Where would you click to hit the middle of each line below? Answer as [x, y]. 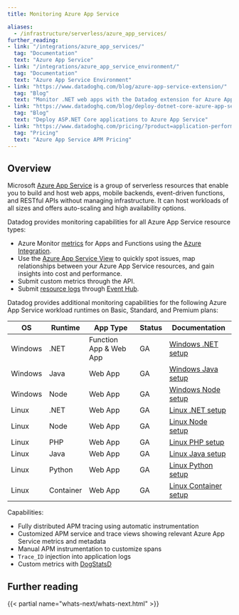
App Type [111, 328]
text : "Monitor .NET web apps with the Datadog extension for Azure [117, 100]
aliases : [20, 27]
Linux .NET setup [197, 410]
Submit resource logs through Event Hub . [78, 289]
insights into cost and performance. [70, 274]
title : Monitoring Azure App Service [63, 14]
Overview [30, 168]
